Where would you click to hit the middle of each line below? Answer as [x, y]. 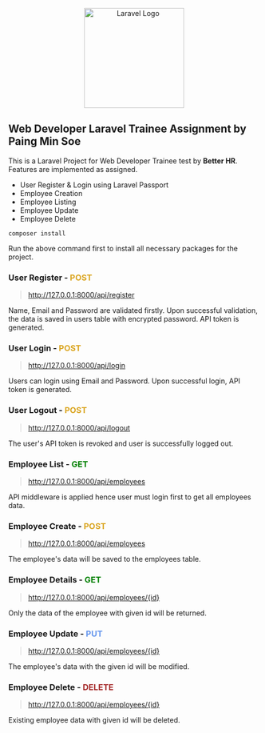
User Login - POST [45, 348]
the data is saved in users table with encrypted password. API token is [124, 319]
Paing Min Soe [45, 141]
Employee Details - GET [55, 580]
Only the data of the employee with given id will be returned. [108, 613]
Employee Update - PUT [55, 634]
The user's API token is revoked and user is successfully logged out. [121, 443]
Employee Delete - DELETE [61, 687]
